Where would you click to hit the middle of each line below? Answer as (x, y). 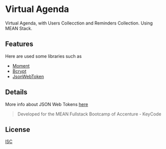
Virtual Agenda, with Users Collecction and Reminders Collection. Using (79, 23)
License (18, 129)
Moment (21, 65)
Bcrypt (19, 71)
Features (19, 44)
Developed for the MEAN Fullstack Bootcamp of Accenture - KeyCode (89, 114)
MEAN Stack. (19, 28)
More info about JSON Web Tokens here (47, 104)
